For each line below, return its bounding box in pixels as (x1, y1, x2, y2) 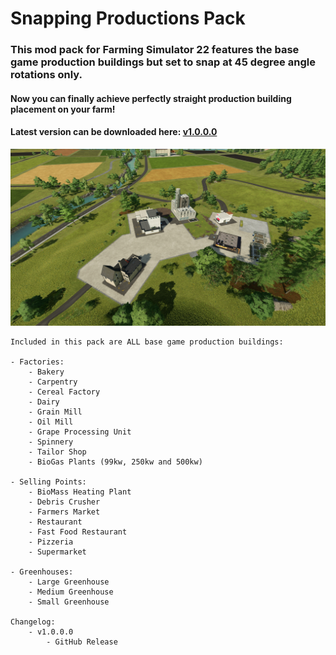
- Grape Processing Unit (28, 427, 132, 437)
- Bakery (28, 367, 65, 377)
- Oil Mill (28, 417, 74, 427)
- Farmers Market (28, 507, 101, 517)
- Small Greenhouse (28, 597, 110, 607)
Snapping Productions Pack (10, 7, 246, 30)
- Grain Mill (28, 407, 83, 417)
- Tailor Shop (28, 447, 87, 457)
